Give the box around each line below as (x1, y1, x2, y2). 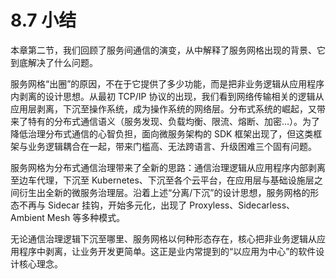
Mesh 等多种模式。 (46, 211, 126, 223)
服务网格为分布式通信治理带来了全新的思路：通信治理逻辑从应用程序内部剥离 (10, 161, 326, 173)
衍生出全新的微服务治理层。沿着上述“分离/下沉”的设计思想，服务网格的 (18, 186, 311, 198)
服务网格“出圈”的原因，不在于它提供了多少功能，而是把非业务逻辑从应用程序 (10, 77, 325, 90)
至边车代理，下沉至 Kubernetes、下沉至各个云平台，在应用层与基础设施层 (10, 174, 315, 186)
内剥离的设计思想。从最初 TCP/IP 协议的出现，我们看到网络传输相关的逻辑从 (10, 90, 325, 102)
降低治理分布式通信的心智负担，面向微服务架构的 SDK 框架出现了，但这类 (10, 127, 314, 140)
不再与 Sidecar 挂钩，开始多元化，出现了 (18, 199, 188, 211)
